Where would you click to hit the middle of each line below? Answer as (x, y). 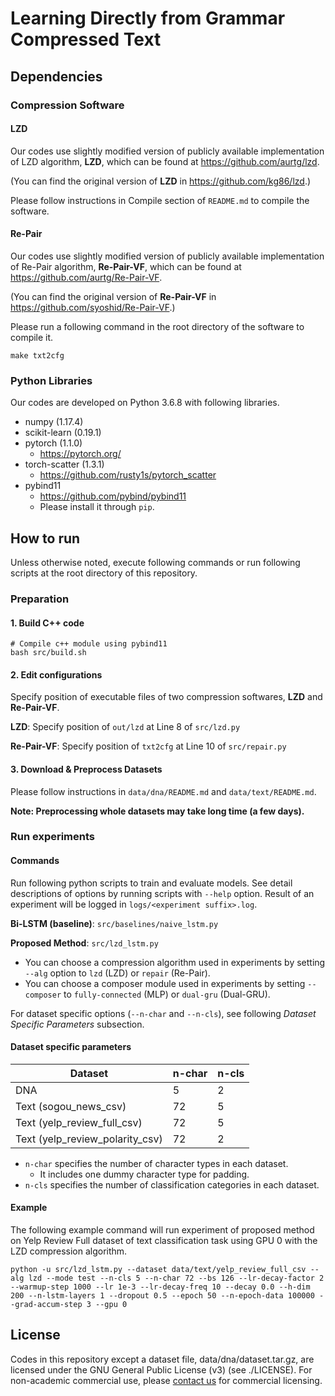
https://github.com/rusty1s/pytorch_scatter (128, 475)
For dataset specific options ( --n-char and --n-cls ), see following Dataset (163, 1013)
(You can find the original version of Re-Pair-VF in (113, 296)
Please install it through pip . (97, 507)
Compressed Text (86, 39)
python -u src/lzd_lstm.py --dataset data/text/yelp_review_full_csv (158, 1270)
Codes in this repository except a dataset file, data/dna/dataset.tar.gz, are (162, 1359)
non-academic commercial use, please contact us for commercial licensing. (166, 1380)
